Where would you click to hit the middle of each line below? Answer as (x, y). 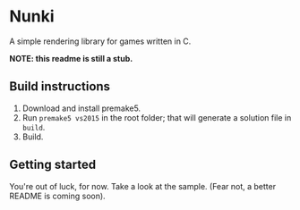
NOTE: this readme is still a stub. (71, 58)
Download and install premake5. (81, 108)
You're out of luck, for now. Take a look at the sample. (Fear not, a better (142, 186)
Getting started (53, 165)
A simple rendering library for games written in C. (100, 41)
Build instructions (60, 87)
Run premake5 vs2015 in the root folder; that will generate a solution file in (157, 117)
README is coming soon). (57, 196)
